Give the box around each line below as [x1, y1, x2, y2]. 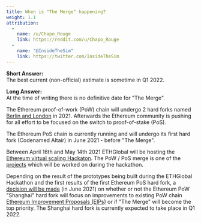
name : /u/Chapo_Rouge [17, 31, 71, 37]
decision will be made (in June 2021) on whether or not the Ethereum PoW [6, 185, 190, 192]
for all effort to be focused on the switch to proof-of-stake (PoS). [6, 118, 167, 126]
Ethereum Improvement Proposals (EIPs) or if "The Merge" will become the [6, 198, 191, 205]
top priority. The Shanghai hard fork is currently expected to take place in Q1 [6, 204, 195, 212]
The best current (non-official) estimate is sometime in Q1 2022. [6, 76, 165, 83]
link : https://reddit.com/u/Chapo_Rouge [17, 37, 119, 43]
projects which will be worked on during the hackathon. [6, 161, 144, 168]
